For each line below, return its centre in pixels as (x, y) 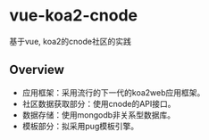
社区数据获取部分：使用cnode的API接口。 (99, 103)
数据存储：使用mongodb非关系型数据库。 (99, 115)
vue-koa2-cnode (74, 16)
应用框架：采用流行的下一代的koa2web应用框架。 (113, 92)
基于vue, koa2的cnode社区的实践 (70, 41)
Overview (37, 70)
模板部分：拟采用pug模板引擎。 (80, 126)
